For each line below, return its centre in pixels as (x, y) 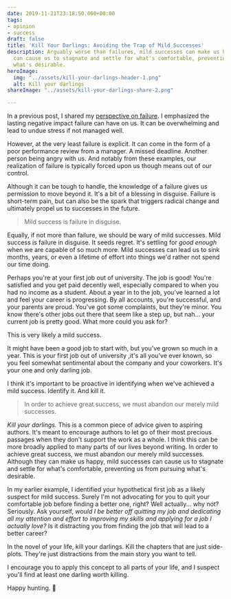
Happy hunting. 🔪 (32, 588)
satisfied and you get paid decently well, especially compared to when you (113, 285)
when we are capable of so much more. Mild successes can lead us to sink (113, 250)
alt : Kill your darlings (49, 84)
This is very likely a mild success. (54, 335)
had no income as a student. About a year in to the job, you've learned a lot (113, 293)
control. (18, 174)
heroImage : (23, 71)
